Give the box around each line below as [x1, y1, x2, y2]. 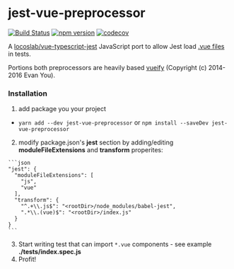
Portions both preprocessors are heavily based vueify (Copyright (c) [8, 63, 207, 71]
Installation [8, 88, 48, 98]
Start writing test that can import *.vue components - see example [18, 240, 212, 248]
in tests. [8, 50, 31, 58]
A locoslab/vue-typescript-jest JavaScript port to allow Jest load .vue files [8, 42, 225, 50]
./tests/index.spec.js [18, 248, 82, 256]
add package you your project [18, 105, 107, 113]
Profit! [18, 255, 37, 263]
